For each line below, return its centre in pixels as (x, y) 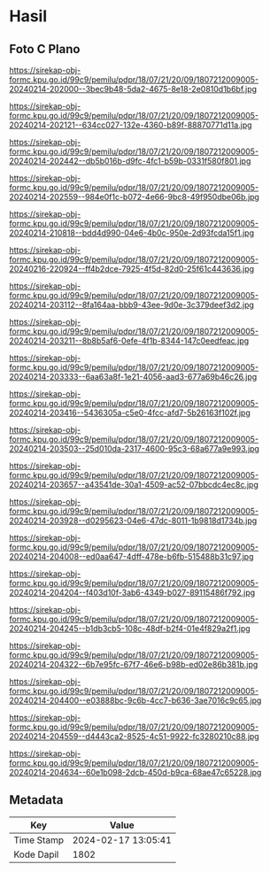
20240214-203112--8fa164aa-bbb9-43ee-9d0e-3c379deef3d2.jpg (132, 305)
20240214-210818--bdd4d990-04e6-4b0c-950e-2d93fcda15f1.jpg (132, 233)
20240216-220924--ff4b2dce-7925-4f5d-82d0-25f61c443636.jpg (132, 269)
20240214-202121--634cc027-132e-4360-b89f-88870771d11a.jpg (131, 125)
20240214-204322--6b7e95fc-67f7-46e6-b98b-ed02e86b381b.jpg (134, 664)
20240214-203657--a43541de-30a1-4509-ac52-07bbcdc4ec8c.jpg (134, 485)
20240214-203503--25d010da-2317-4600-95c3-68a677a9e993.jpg (134, 448)
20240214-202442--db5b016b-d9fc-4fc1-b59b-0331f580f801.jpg (130, 161)
